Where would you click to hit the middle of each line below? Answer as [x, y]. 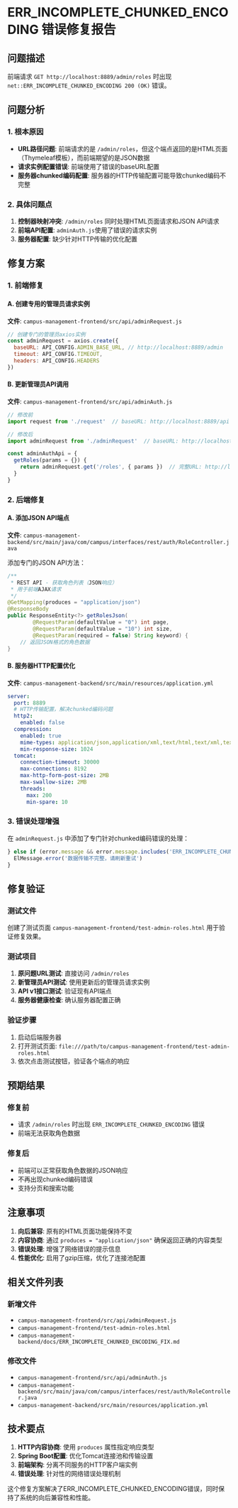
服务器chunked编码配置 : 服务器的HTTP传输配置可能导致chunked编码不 [122, 175]
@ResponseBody [28, 609]
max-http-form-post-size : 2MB [65, 776]
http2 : [23, 716]
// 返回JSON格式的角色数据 [55, 642]
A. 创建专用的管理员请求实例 [49, 303]
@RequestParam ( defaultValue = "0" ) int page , [101, 622]
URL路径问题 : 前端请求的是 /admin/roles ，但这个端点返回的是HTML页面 [123, 148]
